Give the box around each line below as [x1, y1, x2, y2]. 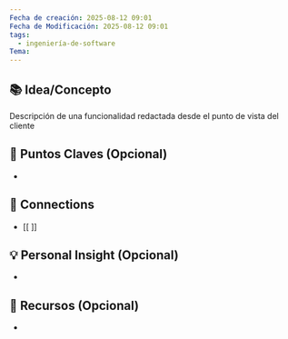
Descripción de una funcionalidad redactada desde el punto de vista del [9, 110, 279, 121]
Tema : [9, 47, 30, 56]
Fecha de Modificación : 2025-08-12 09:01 [9, 22, 169, 31]
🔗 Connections [9, 197, 95, 213]
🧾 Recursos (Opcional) [9, 297, 139, 314]
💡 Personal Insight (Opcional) [9, 247, 179, 263]
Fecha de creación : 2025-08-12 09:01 [9, 13, 153, 23]
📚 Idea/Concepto [9, 82, 112, 97]
